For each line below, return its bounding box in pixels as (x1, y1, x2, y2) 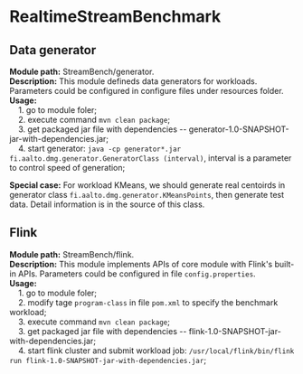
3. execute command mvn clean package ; (17, 316, 170, 327)
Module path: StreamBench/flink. (9, 248, 135, 259)
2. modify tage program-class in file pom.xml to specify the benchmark (17, 296, 279, 308)
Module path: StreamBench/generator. (9, 66, 155, 77)
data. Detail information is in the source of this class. (9, 199, 205, 210)
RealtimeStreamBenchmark (9, 6, 222, 27)
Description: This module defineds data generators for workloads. (9, 76, 258, 87)
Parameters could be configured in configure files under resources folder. (9, 86, 284, 96)
